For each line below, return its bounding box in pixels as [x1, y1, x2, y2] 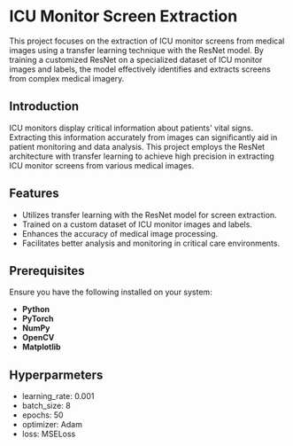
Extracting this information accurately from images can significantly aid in [9, 131, 278, 143]
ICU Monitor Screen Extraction [9, 6, 238, 27]
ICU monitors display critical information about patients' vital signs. [9, 122, 254, 133]
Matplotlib [21, 341, 61, 352]
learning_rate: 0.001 [21, 391, 95, 402]
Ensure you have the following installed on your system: [9, 286, 212, 298]
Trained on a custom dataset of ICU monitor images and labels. [21, 219, 252, 230]
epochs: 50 [21, 410, 64, 420]
